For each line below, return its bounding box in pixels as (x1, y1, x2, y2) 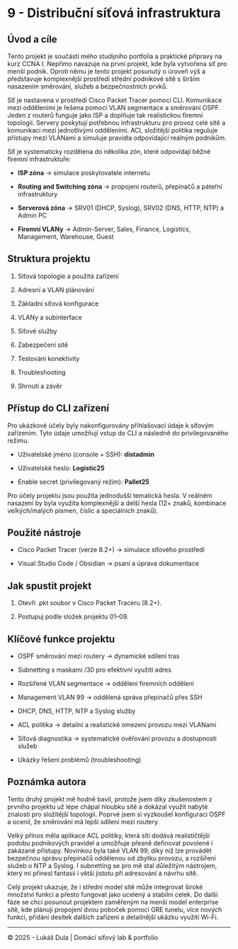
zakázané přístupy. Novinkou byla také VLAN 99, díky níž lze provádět (7, 846, 212, 855)
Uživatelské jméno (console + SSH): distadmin (17, 450, 154, 458)
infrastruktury (17, 190, 58, 198)
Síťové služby (17, 326, 58, 335)
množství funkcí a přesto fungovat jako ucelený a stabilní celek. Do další (7, 890, 218, 899)
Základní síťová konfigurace (17, 299, 99, 308)
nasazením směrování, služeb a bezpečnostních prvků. (7, 82, 168, 90)
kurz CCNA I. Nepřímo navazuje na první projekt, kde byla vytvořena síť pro (7, 60, 227, 68)
